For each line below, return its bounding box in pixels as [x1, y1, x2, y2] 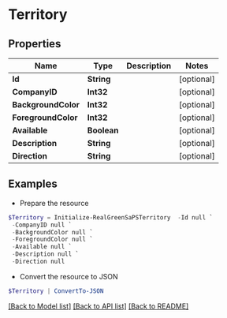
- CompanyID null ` [11, 221, 73, 229]
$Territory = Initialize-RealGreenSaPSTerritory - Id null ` [8, 213, 214, 222]
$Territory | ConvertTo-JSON [8, 286, 104, 295]
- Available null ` [11, 243, 73, 251]
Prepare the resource [19, 198, 89, 208]
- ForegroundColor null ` [11, 235, 93, 244]
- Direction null [11, 258, 65, 266]
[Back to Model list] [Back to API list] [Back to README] [8, 301, 189, 311]
